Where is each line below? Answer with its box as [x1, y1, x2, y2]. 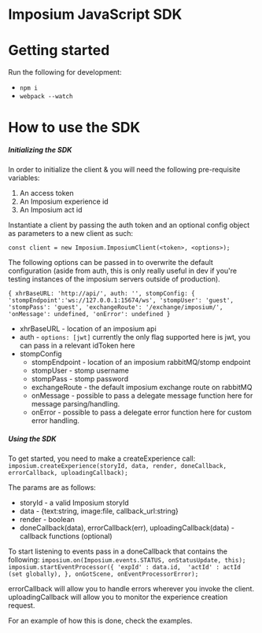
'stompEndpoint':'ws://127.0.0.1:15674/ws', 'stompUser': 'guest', [8, 296, 234, 304]
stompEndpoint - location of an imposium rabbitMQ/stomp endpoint [31, 358, 251, 367]
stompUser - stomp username [31, 366, 130, 375]
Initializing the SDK [8, 145, 72, 154]
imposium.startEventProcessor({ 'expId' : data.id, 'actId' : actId [8, 564, 242, 572]
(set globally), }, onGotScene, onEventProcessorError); [8, 570, 199, 579]
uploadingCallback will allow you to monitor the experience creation [8, 592, 228, 602]
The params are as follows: [8, 483, 96, 492]
